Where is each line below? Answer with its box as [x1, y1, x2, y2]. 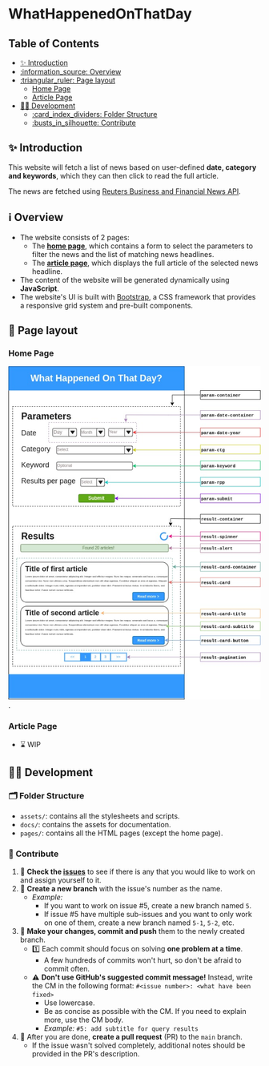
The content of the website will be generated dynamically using [19, 275, 230, 284]
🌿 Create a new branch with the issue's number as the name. [19, 883, 223, 893]
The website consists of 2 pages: [19, 232, 130, 242]
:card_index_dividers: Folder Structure [31, 110, 158, 119]
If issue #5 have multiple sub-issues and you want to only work [43, 909, 252, 919]
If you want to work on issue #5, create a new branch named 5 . [43, 900, 252, 910]
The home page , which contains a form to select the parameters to [31, 241, 254, 251]
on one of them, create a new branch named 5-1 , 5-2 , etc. [43, 918, 235, 927]
